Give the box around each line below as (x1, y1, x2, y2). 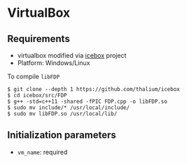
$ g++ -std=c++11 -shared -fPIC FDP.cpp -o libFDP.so (7, 98, 168, 105)
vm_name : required (17, 148, 68, 156)
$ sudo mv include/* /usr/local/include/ (7, 104, 130, 111)
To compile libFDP (7, 72, 60, 80)
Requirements (7, 33, 70, 45)
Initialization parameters (7, 129, 117, 141)
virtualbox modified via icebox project (17, 51, 127, 59)
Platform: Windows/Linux (17, 59, 90, 67)
